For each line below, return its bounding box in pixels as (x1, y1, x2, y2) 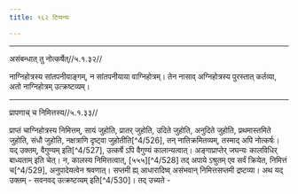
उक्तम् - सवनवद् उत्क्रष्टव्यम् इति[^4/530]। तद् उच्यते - (9, 175, 171, 185)
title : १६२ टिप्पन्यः (9, 12, 70, 22)
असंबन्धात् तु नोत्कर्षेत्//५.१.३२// (9, 53, 103, 64)
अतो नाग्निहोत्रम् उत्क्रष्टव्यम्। (9, 81, 90, 91)
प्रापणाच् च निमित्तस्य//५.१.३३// (9, 107, 98, 118)
